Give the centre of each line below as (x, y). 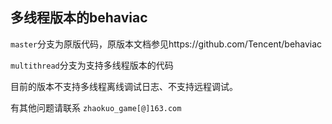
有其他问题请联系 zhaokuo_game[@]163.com (96, 107)
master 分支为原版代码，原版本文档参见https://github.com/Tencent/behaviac (166, 44)
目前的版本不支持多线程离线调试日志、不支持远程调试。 (124, 86)
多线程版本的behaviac (79, 18)
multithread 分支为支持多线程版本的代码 (92, 65)
